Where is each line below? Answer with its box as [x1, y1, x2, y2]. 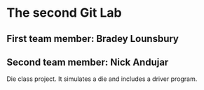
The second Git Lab [6, 5, 122, 21]
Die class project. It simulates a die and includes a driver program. [6, 75, 198, 83]
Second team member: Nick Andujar [6, 56, 169, 68]
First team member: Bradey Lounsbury [6, 33, 179, 45]
